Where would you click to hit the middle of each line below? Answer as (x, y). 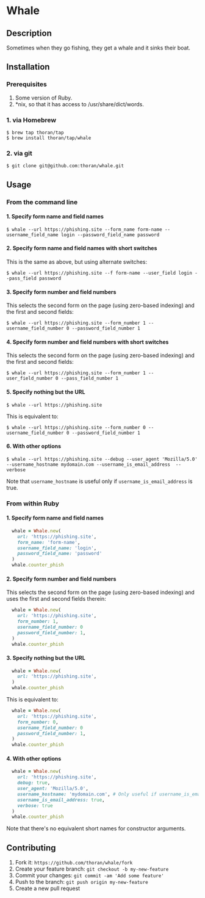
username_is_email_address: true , (61, 800)
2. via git (19, 153)
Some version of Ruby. (44, 98)
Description (29, 33)
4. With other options (34, 758)
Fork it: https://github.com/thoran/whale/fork (74, 863)
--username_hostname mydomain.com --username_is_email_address (88, 465)
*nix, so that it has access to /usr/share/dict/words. (80, 104)
